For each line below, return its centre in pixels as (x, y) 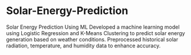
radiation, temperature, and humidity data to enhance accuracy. (83, 46)
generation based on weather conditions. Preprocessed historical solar (92, 39)
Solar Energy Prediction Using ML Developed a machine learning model (93, 27)
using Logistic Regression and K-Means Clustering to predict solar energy (96, 33)
